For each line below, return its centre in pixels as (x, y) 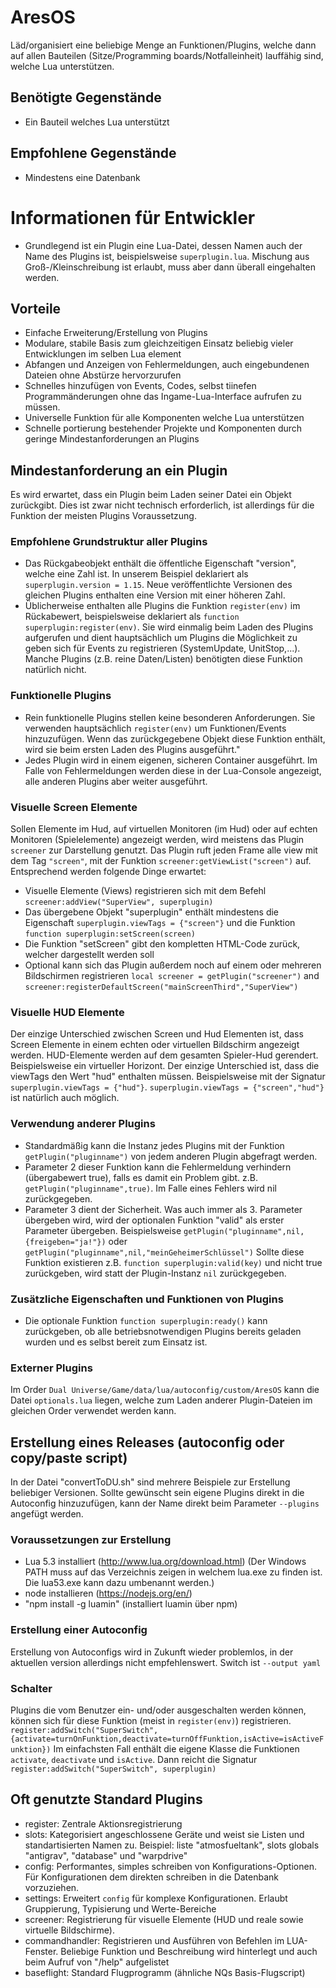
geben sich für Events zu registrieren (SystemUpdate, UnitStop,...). (162, 648)
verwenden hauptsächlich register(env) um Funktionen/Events (155, 728)
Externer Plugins (51, 1368)
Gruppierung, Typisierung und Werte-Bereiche (120, 1908)
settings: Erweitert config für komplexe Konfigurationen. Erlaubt (156, 1898)
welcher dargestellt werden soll (89, 955)
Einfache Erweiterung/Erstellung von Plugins (116, 333)
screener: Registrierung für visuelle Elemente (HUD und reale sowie (164, 1919)
